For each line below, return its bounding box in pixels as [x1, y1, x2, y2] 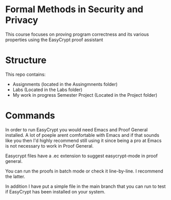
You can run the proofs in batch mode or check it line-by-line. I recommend [5, 168, 163, 174]
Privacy [5, 14, 38, 26]
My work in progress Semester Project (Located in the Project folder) [12, 92, 158, 98]
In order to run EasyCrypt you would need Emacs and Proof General [5, 126, 148, 133]
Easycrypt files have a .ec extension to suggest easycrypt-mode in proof [5, 153, 158, 159]
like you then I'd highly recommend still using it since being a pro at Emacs [5, 137, 162, 144]
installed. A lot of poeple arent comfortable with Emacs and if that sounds [5, 132, 159, 138]
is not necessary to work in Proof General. [5, 142, 94, 149]
